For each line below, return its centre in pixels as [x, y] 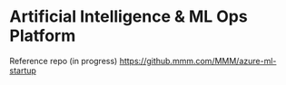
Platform [43, 36]
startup [23, 71]
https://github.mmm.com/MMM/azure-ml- [198, 61]
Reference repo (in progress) [64, 61]
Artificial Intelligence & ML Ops [128, 17]
